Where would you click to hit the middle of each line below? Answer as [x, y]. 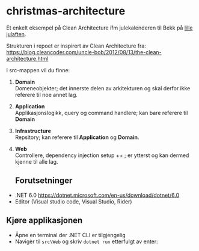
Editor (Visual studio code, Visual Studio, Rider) [73, 201]
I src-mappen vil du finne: [38, 70]
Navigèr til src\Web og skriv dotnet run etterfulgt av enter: [86, 241]
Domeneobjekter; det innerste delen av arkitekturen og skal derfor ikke [103, 88]
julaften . [16, 34]
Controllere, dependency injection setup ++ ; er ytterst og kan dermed [102, 155]
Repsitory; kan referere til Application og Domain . [77, 137]
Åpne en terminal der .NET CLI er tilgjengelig [70, 235]
